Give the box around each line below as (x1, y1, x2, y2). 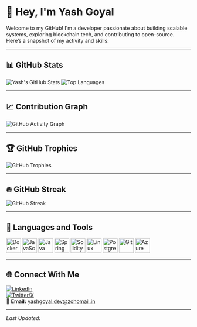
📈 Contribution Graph (6, 102, 88, 112)
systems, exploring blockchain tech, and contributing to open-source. (6, 30, 175, 37)
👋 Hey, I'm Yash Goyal (6, 5, 114, 19)
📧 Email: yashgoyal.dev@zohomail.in (6, 298, 96, 305)
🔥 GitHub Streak (6, 184, 66, 194)
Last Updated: (6, 314, 41, 321)
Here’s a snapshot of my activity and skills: (6, 37, 110, 44)
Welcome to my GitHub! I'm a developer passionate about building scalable (6, 25, 188, 32)
